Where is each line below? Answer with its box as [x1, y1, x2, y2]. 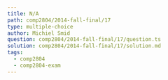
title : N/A [7, 10, 39, 17]
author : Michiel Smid [7, 29, 71, 37]
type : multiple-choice [7, 23, 73, 30]
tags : [7, 49, 23, 56]
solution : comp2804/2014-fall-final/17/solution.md [7, 42, 161, 49]
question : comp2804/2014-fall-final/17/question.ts [7, 36, 161, 43]
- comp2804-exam [13, 62, 61, 69]
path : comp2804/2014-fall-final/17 [7, 17, 111, 24]
